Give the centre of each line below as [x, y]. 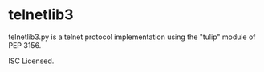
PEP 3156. [25, 45]
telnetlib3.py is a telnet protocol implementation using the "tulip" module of [132, 37]
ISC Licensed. [31, 61]
